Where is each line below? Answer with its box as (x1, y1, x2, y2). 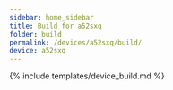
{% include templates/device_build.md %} (9, 70, 165, 81)
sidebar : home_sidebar (9, 12, 94, 22)
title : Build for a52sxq (9, 21, 102, 30)
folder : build (9, 29, 63, 38)
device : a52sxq (9, 46, 66, 55)
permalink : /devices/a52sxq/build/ (9, 37, 143, 47)
